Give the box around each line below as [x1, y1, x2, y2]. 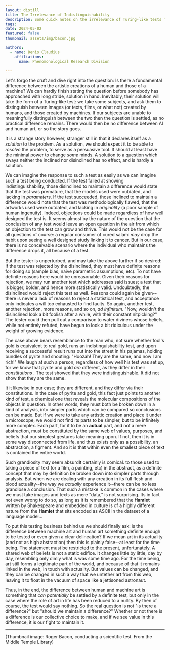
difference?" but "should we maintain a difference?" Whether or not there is [5, 608, 163, 615]
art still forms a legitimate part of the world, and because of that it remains [5, 561, 160, 567]
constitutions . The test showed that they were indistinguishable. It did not [5, 370, 159, 376]
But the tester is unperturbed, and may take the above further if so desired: [5, 258, 162, 264]
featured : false [5, 31, 39, 36]
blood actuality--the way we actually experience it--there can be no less [5, 481, 157, 487]
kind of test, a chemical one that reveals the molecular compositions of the [5, 396, 161, 402]
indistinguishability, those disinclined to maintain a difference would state [5, 183, 158, 189]
